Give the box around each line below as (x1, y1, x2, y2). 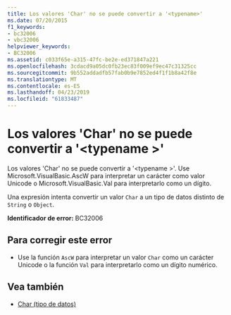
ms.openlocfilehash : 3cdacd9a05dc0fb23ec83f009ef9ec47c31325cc (7, 63, 197, 70)
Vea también (7, 281, 64, 293)
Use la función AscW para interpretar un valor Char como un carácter (17, 253, 214, 261)
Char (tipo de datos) (17, 299, 76, 308)
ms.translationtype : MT (7, 75, 77, 83)
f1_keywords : (7, 23, 46, 30)
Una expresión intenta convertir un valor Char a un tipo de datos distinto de (7, 192, 225, 201)
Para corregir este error (7, 234, 113, 247)
